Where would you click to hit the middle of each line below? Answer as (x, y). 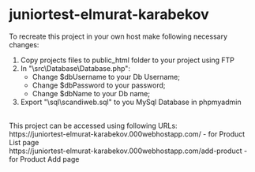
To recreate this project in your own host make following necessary (118, 36)
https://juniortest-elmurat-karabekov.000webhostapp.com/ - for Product (127, 134)
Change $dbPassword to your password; (99, 85)
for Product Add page (44, 159)
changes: (24, 44)
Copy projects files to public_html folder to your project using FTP (127, 60)
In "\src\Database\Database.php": (75, 68)
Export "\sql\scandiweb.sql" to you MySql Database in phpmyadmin (131, 102)
